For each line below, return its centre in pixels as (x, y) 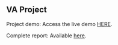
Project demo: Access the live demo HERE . (59, 24)
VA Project (26, 10)
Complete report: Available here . (46, 36)
